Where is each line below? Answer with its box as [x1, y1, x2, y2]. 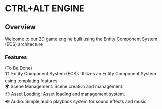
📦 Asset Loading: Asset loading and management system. [5, 91, 125, 97]
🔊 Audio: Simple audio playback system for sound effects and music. [5, 98, 148, 105]
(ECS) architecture [5, 41, 43, 47]
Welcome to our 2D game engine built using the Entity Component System [5, 36, 158, 42]
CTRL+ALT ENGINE [5, 3, 84, 14]
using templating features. [5, 78, 59, 84]
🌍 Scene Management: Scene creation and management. [5, 83, 124, 90]
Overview [5, 23, 36, 31]
